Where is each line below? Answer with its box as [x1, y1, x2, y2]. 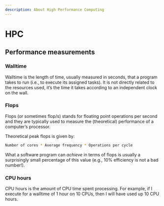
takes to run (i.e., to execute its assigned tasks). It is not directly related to [5, 79, 155, 85]
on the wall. [5, 90, 28, 96]
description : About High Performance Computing [5, 7, 105, 12]
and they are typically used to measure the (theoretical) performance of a [5, 118, 154, 124]
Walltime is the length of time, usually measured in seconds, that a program [5, 74, 158, 80]
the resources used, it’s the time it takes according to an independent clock [5, 84, 157, 90]
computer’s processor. [5, 124, 51, 130]
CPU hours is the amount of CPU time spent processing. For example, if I [5, 185, 153, 191]
